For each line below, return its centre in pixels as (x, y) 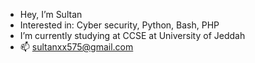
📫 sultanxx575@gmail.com (76, 47)
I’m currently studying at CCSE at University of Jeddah (132, 35)
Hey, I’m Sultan (51, 14)
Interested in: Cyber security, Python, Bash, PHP (119, 25)
